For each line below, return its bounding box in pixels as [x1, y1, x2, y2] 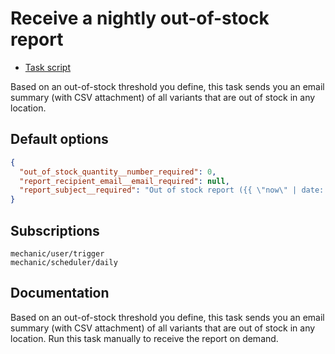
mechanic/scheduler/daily [10, 257, 118, 267]
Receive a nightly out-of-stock [10, 7, 270, 30]
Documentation [10, 285, 110, 302]
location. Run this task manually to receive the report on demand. [10, 332, 279, 344]
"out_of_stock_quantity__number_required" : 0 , [19, 167, 217, 177]
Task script [24, 61, 72, 73]
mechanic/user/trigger [10, 248, 105, 259]
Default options [10, 131, 109, 148]
